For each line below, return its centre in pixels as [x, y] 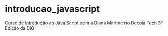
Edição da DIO [20, 28]
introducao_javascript [52, 9]
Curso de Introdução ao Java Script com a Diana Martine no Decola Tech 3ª [84, 23]
